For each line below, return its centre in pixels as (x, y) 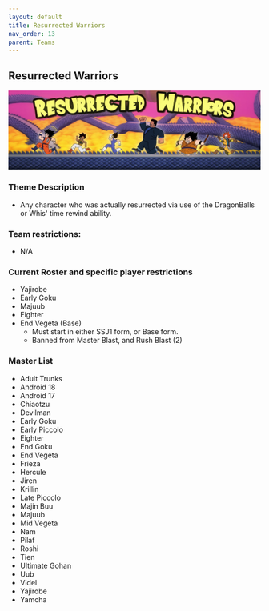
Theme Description (46, 187)
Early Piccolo (42, 429)
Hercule (33, 472)
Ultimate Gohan (46, 565)
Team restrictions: (45, 234)
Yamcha (33, 599)
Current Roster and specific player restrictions (101, 272)
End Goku (36, 446)
